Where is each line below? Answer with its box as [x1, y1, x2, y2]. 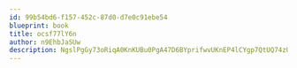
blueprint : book [9, 21, 69, 30]
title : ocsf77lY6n [9, 29, 77, 38]
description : [9, 46, 57, 55]
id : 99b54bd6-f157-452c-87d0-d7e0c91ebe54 [9, 12, 168, 22]
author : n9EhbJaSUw [9, 37, 81, 47]
